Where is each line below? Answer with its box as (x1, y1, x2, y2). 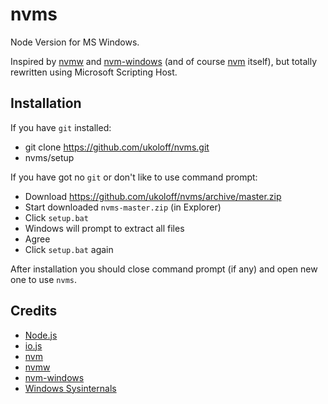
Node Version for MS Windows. (10, 36, 140, 48)
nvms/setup (24, 151, 75, 163)
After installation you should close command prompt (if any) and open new (10, 263, 318, 275)
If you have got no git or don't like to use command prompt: (10, 171, 258, 183)
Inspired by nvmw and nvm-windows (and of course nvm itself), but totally (10, 55, 318, 67)
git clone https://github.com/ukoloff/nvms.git (24, 141, 210, 153)
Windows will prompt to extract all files (24, 222, 185, 234)
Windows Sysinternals (24, 382, 117, 394)
